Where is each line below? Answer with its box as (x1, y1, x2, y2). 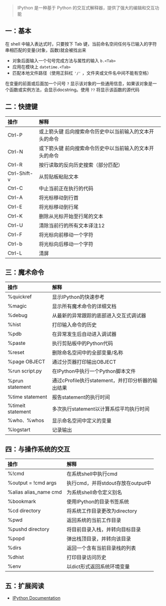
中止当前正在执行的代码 (39, 185, 94, 192)
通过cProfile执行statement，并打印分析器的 (51, 377, 153, 384)
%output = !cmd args (7, 479, 57, 486)
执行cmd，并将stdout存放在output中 (66, 480, 152, 487)
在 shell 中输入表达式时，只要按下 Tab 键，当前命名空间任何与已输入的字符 (5, 41, 157, 47)
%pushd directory (7, 526, 49, 533)
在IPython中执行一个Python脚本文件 (51, 368, 136, 375)
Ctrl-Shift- (7, 170, 34, 177)
